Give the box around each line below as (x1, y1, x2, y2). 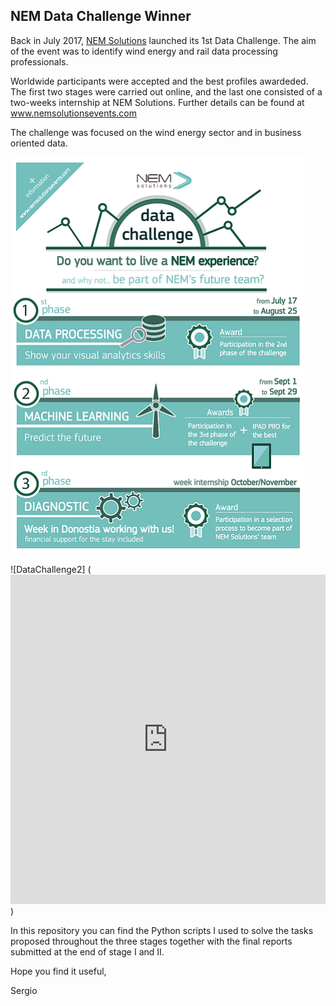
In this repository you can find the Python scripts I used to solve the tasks (10, 924, 314, 936)
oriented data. (10, 137, 68, 149)
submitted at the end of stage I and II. (10, 945, 165, 958)
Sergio (10, 984, 38, 996)
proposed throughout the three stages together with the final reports (10, 935, 293, 947)
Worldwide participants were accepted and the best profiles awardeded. (10, 75, 309, 87)
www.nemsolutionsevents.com (10, 107, 137, 119)
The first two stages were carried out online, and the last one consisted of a (10, 85, 323, 98)
